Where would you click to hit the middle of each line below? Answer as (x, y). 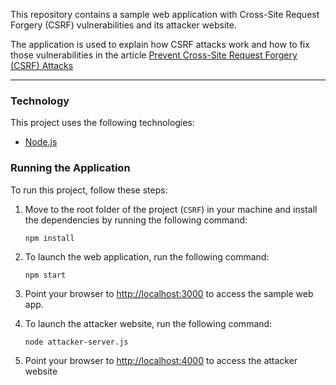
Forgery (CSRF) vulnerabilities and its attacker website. (123, 25)
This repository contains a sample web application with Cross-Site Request (165, 14)
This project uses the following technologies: (102, 123)
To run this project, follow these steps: (89, 190)
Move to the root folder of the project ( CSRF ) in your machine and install (171, 209)
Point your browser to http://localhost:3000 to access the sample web (169, 293)
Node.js (41, 142)
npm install (49, 238)
